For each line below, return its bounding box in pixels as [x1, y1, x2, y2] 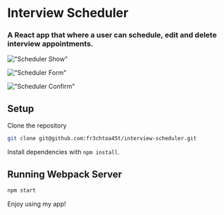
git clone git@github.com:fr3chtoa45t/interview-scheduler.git [7, 135, 197, 142]
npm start [7, 187, 37, 194]
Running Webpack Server [7, 168, 123, 180]
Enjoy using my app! [7, 199, 66, 208]
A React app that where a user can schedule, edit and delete [7, 30, 217, 40]
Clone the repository [7, 121, 67, 130]
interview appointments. [7, 39, 94, 49]
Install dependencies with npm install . [7, 148, 120, 156]
